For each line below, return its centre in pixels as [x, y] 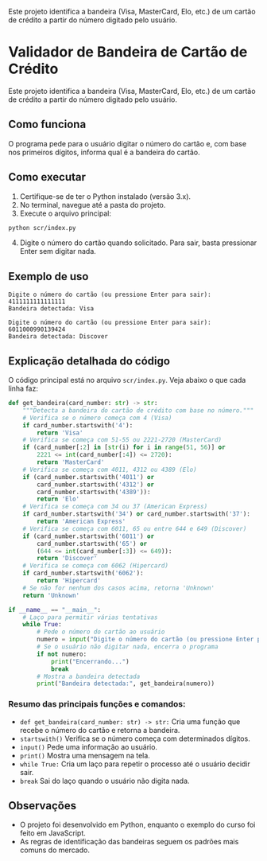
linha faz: [23, 388]
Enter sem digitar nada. [58, 251]
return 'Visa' [60, 433]
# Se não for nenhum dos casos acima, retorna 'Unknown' [119, 588]
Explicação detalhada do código [89, 361]
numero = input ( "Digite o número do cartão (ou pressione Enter [145, 640]
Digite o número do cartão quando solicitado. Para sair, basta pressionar [138, 243]
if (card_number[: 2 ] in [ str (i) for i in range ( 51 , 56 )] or [124, 448]
